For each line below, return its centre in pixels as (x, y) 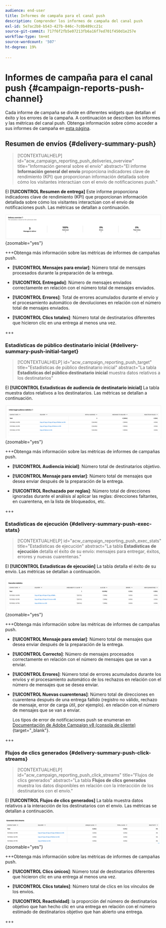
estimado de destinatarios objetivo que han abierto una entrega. (78, 912)
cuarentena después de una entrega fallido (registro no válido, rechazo (85, 699)
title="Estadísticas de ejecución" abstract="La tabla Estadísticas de (87, 546)
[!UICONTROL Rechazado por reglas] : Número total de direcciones (81, 491)
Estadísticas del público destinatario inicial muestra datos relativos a (89, 373)
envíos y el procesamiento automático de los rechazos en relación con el (87, 679)
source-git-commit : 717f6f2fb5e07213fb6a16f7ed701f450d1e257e (71, 32)
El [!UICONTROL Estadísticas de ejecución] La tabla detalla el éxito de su (81, 566)
